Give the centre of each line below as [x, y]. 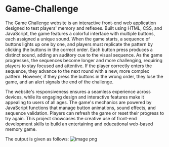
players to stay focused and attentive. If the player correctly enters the [79, 66]
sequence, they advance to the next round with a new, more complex [77, 71]
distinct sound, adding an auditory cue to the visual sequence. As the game [84, 55]
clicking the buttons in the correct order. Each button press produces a [79, 50]
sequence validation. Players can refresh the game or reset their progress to [85, 113]
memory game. [21, 129]
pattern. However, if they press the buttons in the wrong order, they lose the [84, 76]
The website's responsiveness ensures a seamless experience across [78, 91]
